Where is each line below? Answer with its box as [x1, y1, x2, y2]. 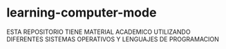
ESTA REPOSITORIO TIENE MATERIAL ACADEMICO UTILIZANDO [6, 28, 191, 36]
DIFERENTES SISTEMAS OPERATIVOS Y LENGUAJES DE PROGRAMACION [6, 35, 219, 43]
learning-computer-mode [6, 5, 157, 21]
